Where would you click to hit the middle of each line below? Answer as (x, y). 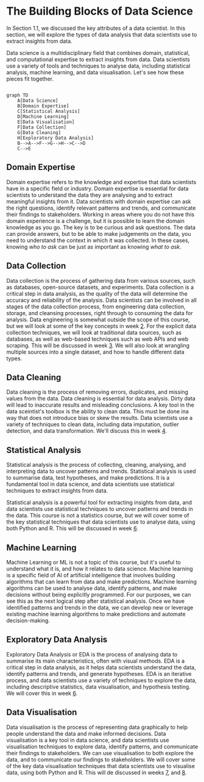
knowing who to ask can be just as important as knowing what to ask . (94, 247)
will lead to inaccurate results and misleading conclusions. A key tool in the (100, 405)
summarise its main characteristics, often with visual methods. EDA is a (96, 661)
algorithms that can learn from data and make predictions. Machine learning (101, 581)
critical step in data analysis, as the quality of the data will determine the (97, 293)
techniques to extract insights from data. (57, 491)
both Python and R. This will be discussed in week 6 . (72, 528)
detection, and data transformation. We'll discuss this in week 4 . (87, 431)
